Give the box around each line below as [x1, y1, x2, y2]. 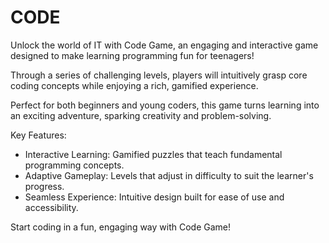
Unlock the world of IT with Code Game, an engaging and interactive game [10, 39, 319, 51]
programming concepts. [24, 159, 125, 171]
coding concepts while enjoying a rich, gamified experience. [10, 79, 259, 91]
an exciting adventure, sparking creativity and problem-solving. [10, 109, 272, 121]
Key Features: [10, 129, 67, 141]
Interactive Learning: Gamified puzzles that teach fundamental [24, 148, 283, 160]
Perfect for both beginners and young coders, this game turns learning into [10, 99, 320, 111]
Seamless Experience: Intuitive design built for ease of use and [24, 191, 285, 203]
